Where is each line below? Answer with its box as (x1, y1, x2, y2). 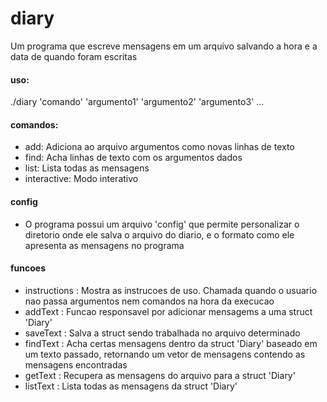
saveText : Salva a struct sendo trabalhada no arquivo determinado (24, 327, 301, 339)
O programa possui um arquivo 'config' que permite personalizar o (24, 218, 300, 230)
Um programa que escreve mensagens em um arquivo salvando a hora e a (10, 40, 318, 52)
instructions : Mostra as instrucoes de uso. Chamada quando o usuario (24, 284, 318, 296)
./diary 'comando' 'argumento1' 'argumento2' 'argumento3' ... (10, 96, 265, 108)
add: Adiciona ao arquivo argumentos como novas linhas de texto (24, 141, 295, 153)
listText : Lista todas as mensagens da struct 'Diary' (24, 380, 238, 392)
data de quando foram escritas (10, 50, 138, 62)
